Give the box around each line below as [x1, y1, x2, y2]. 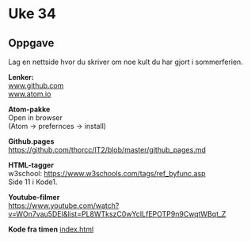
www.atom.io [8, 89, 51, 99]
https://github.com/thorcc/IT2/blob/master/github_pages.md [8, 145, 206, 154]
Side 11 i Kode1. [8, 177, 58, 186]
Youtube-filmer [8, 193, 60, 201]
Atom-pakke [8, 104, 51, 114]
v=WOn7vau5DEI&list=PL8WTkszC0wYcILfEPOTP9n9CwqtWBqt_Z [8, 209, 226, 218]
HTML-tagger [8, 160, 54, 170]
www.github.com [8, 81, 64, 90]
